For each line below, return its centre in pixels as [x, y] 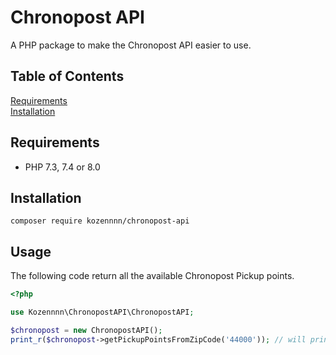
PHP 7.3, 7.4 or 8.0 [62, 167]
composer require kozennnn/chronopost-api [100, 221]
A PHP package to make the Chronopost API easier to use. [131, 45]
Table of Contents [67, 76]
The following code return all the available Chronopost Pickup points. [152, 276]
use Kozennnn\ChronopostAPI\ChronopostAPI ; [102, 312]
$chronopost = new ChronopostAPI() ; [86, 330]
